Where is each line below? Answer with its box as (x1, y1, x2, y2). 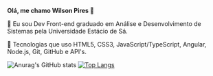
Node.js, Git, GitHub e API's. (7, 48, 87, 55)
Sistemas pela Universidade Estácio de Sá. (7, 27, 128, 35)
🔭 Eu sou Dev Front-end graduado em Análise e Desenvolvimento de (7, 20, 201, 27)
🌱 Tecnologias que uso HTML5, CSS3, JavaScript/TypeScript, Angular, (7, 40, 207, 48)
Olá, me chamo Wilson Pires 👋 (7, 7, 94, 14)
